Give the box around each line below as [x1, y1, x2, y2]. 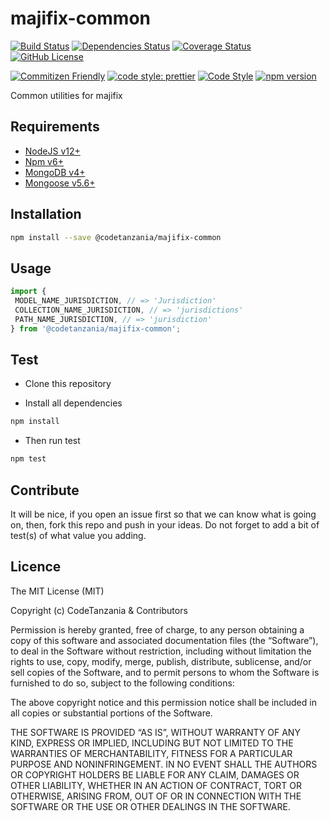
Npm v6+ [24, 155, 64, 167]
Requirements [10, 118, 100, 136]
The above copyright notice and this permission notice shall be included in [10, 696, 317, 708]
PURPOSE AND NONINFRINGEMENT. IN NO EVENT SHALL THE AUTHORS [10, 758, 318, 770]
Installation [10, 206, 82, 223]
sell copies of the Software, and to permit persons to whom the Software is [10, 666, 320, 678]
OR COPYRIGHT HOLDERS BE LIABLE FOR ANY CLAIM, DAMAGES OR [10, 768, 300, 781]
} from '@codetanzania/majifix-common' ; [10, 323, 182, 334]
